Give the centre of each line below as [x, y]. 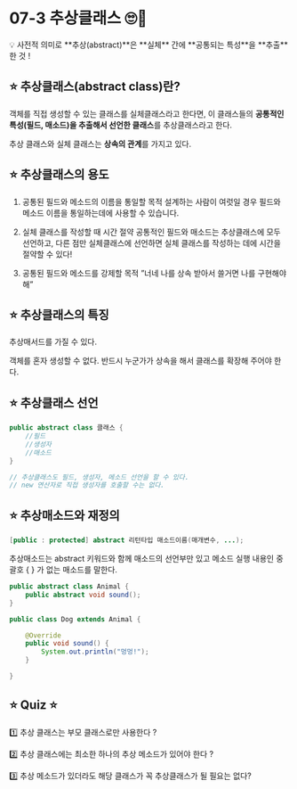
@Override [44, 635]
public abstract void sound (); [83, 595]
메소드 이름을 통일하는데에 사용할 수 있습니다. [100, 213]
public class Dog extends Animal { [75, 619]
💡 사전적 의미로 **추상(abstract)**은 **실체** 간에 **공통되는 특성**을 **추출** [149, 45]
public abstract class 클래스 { [66, 428]
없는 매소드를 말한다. [82, 570]
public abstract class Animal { [69, 587]
